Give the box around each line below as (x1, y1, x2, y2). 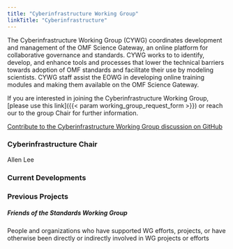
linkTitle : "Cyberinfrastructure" (7, 17, 108, 24)
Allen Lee (7, 155, 35, 164)
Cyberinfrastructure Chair (7, 139, 98, 149)
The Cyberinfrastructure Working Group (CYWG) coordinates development (7, 36, 223, 44)
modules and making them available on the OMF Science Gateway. (7, 80, 200, 89)
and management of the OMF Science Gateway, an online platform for (7, 43, 209, 52)
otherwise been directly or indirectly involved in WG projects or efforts (7, 234, 209, 242)
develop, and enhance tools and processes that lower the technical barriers (7, 58, 225, 66)
